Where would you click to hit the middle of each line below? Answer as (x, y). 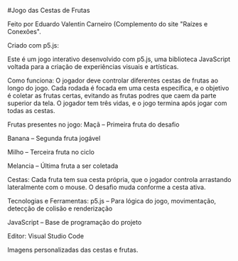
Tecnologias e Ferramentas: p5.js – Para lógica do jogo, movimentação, (112, 201)
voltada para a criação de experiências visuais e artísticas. (93, 66)
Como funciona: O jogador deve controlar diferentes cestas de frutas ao (113, 80)
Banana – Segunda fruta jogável (54, 138)
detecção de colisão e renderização (60, 208)
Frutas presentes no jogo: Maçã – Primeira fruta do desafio (93, 124)
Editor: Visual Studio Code (45, 236)
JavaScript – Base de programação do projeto (75, 222)
